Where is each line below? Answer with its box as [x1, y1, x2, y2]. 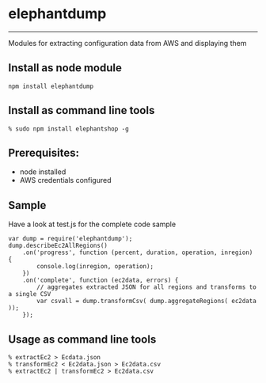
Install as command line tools [8, 104, 155, 117]
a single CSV [8, 290, 51, 298]
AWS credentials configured [19, 176, 112, 185]
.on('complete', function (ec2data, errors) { [22, 276, 179, 285]
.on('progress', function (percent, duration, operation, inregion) [22, 248, 253, 257]
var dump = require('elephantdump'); [8, 235, 133, 243]
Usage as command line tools [8, 332, 157, 346]
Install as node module [8, 61, 123, 75]
